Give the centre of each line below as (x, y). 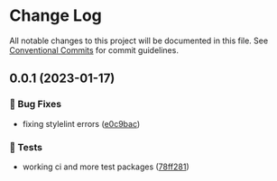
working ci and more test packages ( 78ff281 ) (106, 167)
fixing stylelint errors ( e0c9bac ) (81, 123)
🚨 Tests (26, 147)
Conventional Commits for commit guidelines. (94, 50)
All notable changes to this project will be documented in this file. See (139, 41)
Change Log (55, 16)
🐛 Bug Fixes (35, 104)
